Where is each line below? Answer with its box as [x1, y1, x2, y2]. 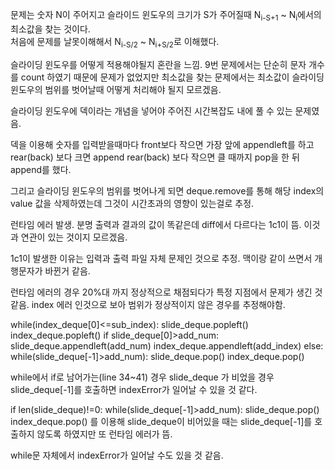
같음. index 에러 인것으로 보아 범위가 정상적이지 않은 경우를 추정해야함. [10, 298, 286, 310]
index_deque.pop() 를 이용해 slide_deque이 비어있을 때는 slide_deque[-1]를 [10, 415, 313, 427]
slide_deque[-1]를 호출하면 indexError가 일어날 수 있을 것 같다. [10, 383, 258, 395]
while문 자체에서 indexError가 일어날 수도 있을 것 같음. [10, 449, 224, 461]
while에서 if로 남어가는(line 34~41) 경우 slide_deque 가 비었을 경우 [10, 371, 275, 383]
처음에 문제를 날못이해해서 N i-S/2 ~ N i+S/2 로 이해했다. [10, 35, 220, 50]
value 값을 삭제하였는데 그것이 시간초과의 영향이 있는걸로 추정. [10, 197, 255, 209]
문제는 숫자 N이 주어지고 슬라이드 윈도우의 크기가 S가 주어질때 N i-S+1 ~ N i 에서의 [10, 9, 322, 23]
